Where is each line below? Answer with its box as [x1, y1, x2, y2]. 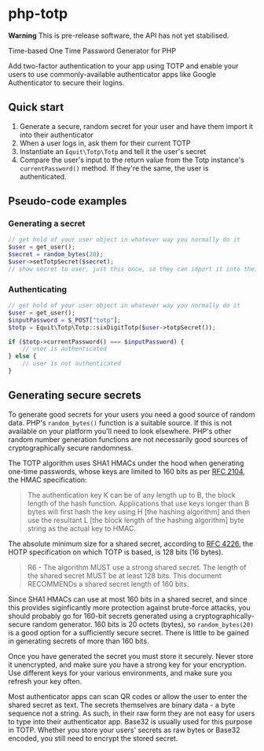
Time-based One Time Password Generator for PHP [8, 46, 177, 55]
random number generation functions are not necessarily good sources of [8, 434, 248, 444]
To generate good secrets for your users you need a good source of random [8, 410, 255, 419]
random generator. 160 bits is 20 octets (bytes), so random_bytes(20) [31, 619, 254, 629]
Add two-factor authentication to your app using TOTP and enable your [8, 61, 239, 71]
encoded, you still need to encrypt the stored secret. [8, 733, 178, 743]
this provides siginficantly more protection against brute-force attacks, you [8, 602, 251, 612]
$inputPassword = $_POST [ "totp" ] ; [8, 316, 122, 324]
